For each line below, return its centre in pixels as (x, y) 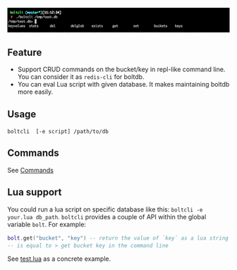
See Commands (31, 170)
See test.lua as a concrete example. (59, 259)
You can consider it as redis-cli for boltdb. (81, 77)
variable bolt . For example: (47, 224)
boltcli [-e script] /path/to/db (58, 132)
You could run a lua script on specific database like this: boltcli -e (105, 209)
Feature (25, 53)
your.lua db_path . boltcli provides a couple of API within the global (107, 216)
